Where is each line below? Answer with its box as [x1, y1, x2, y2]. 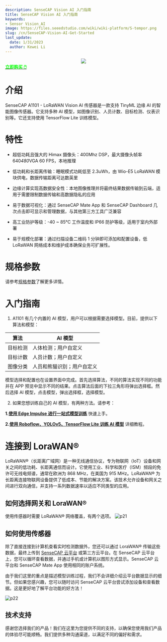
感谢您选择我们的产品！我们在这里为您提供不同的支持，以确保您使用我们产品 [5, 625, 162, 631]
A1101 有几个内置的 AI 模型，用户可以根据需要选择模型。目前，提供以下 [12, 316, 158, 321]
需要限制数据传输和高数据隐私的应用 [21, 191, 95, 197]
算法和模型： [12, 321, 39, 327]
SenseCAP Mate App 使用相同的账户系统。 [19, 562, 107, 568]
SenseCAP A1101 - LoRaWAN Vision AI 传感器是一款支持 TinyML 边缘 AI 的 [5, 102, 157, 108]
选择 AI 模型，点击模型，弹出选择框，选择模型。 [9, 389, 108, 395]
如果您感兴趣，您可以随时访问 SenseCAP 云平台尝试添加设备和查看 [18, 579, 156, 585]
